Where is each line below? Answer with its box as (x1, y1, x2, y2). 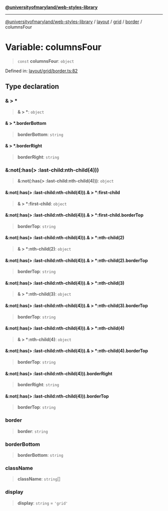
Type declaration (5, 82, 59, 91)
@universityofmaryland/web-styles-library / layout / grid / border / (5, 19, 142, 25)
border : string (17, 428, 48, 434)
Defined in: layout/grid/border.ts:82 (5, 68, 78, 74)
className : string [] (17, 476, 61, 482)
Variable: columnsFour (5, 42, 101, 53)
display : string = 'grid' (17, 500, 68, 506)
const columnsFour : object (17, 58, 74, 64)
